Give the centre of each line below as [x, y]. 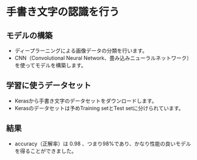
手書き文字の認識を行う [63, 12]
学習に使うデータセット [49, 86]
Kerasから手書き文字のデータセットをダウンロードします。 [86, 101]
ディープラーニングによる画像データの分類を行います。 [81, 51]
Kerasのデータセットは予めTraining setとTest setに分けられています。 [99, 108]
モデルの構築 [29, 35]
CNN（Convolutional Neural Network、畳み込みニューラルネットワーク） [102, 58]
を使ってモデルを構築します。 [50, 65]
